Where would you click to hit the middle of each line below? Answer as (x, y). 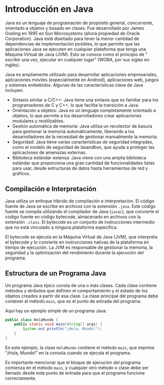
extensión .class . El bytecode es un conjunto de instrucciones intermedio (80, 222)
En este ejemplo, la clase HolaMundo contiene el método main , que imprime (80, 347)
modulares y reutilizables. (38, 121)
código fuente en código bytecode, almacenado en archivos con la (73, 217)
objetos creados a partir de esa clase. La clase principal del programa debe (82, 296)
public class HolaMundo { (32, 320)
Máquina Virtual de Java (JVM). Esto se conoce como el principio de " (76, 54)
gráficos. (21, 173)
